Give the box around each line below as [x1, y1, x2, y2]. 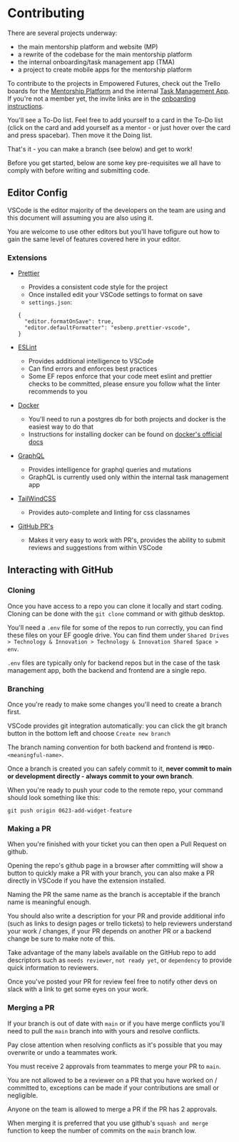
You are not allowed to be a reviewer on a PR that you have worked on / [7, 1076, 218, 1084]
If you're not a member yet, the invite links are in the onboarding [7, 94, 196, 103]
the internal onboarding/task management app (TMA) [17, 57, 175, 66]
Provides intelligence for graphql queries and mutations [28, 466, 192, 474]
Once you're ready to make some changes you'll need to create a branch [7, 700, 223, 708]
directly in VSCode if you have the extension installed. [7, 876, 166, 885]
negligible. [7, 1091, 38, 1099]
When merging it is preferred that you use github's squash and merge [7, 1118, 208, 1127]
